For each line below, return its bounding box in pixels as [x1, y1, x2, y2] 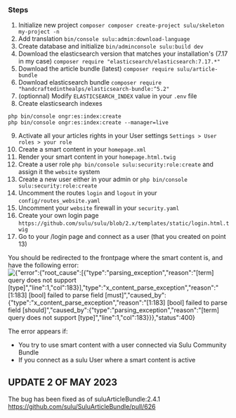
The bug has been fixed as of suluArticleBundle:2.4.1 [8, 395, 161, 403]
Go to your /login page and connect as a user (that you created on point [18, 233, 227, 241]
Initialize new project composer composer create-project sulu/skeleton [18, 21, 225, 30]
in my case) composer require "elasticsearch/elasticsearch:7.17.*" [18, 57, 221, 66]
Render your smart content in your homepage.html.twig [18, 153, 176, 161]
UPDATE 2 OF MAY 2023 [8, 376, 118, 388]
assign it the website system [18, 168, 100, 176]
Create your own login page [18, 211, 99, 220]
